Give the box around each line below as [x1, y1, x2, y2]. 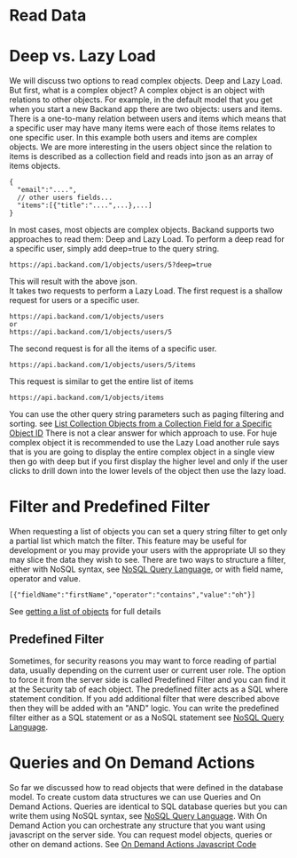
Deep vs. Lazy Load [9, 46, 157, 67]
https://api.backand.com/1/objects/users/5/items [9, 361, 197, 370]
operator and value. [9, 573, 82, 584]
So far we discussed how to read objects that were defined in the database [9, 782, 284, 792]
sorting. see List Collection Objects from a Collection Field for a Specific [9, 419, 273, 429]
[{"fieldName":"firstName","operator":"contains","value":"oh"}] [9, 590, 255, 600]
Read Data [9, 5, 87, 26]
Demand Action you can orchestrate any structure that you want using [9, 820, 266, 830]
